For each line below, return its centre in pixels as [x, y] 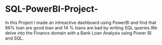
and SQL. [14, 38]
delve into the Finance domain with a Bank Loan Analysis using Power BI [78, 33]
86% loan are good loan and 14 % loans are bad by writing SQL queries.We [81, 27]
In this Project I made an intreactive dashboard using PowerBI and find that [81, 22]
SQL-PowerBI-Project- [52, 9]
